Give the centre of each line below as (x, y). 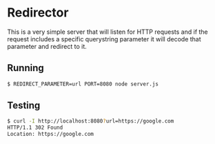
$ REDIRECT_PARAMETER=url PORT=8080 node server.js (83, 84)
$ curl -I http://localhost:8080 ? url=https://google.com (91, 121)
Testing (24, 106)
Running (26, 68)
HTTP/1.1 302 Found (35, 128)
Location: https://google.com (51, 134)
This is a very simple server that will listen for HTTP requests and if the (107, 32)
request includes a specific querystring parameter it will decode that (104, 39)
